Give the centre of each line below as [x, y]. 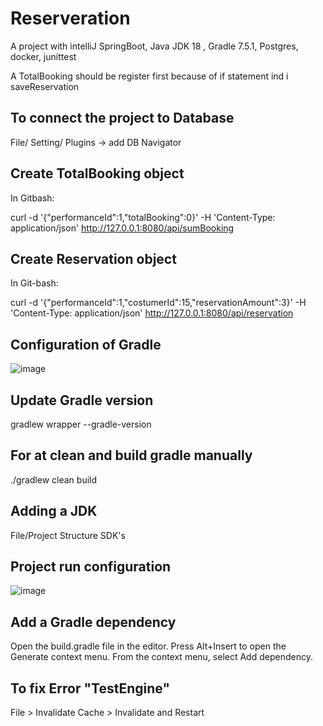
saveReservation [45, 86]
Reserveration [70, 18]
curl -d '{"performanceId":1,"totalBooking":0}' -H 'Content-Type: [143, 217]
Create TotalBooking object [97, 173]
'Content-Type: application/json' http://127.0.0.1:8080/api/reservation [152, 313]
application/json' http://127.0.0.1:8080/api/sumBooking [122, 228]
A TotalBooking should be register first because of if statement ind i [149, 76]
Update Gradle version [82, 400]
